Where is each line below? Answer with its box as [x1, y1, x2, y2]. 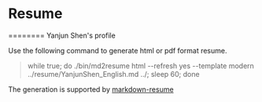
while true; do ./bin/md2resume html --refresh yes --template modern [27, 60, 254, 71]
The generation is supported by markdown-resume [8, 84, 175, 94]
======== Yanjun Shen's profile [8, 31, 116, 40]
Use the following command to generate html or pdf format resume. [8, 46, 227, 55]
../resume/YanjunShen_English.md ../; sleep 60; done [27, 69, 200, 78]
